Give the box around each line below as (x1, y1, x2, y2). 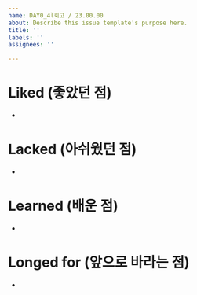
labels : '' (8, 33, 44, 42)
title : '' (8, 26, 41, 34)
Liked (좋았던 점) (8, 84, 112, 102)
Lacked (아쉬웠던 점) (8, 141, 137, 158)
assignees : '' (8, 41, 55, 49)
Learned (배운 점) (8, 197, 119, 215)
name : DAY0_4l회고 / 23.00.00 (8, 11, 104, 20)
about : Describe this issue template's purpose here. (8, 19, 188, 27)
